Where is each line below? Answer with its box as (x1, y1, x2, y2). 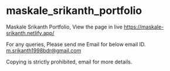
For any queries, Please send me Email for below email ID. (6, 41, 146, 48)
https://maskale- (124, 23, 164, 30)
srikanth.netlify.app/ (6, 29, 55, 36)
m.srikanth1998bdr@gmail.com (6, 47, 81, 54)
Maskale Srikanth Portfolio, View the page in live (6, 23, 123, 30)
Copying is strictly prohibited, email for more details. (6, 58, 132, 65)
